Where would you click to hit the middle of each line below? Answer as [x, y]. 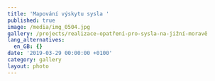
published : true [31, 20]
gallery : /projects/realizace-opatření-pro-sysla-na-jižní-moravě [107, 33]
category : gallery [34, 60]
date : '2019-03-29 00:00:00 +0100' [60, 54]
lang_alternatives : [36, 40]
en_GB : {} [28, 46]
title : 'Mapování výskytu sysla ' [59, 14]
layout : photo [28, 66]
